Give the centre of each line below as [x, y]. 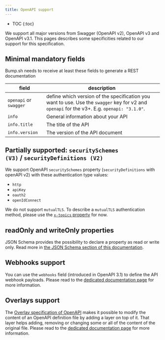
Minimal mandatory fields [45, 59]
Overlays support [32, 300]
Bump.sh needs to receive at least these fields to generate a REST [72, 71]
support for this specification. [35, 43]
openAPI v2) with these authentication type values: [57, 175]
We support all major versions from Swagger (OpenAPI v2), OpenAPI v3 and [82, 33]
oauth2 [19, 195]
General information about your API [87, 117]
